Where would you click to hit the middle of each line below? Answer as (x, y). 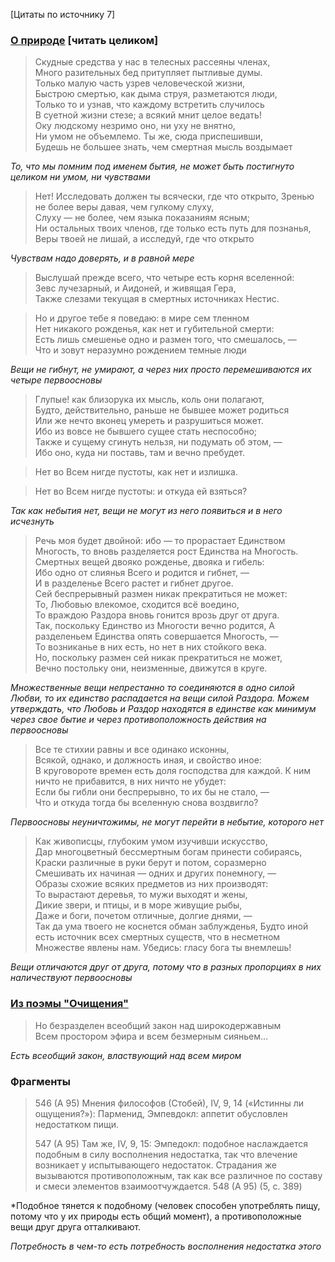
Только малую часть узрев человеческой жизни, (140, 83)
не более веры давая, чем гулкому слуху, (124, 207)
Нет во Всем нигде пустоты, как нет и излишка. (136, 472)
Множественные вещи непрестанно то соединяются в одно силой (152, 688)
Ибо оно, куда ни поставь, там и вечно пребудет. (139, 453)
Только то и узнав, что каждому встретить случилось (149, 105)
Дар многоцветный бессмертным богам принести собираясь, (168, 852)
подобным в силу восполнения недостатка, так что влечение (166, 1154)
